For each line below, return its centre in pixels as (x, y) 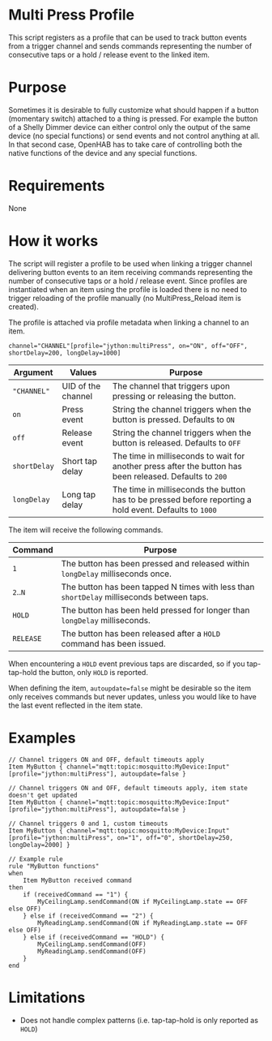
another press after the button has (177, 466)
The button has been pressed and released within (155, 563)
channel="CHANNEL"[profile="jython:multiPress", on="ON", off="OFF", (128, 346)
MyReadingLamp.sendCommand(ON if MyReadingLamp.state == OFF (143, 923)
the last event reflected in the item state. (76, 705)
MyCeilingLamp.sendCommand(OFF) (92, 944)
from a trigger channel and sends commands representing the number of (130, 45)
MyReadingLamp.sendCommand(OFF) (92, 951)
